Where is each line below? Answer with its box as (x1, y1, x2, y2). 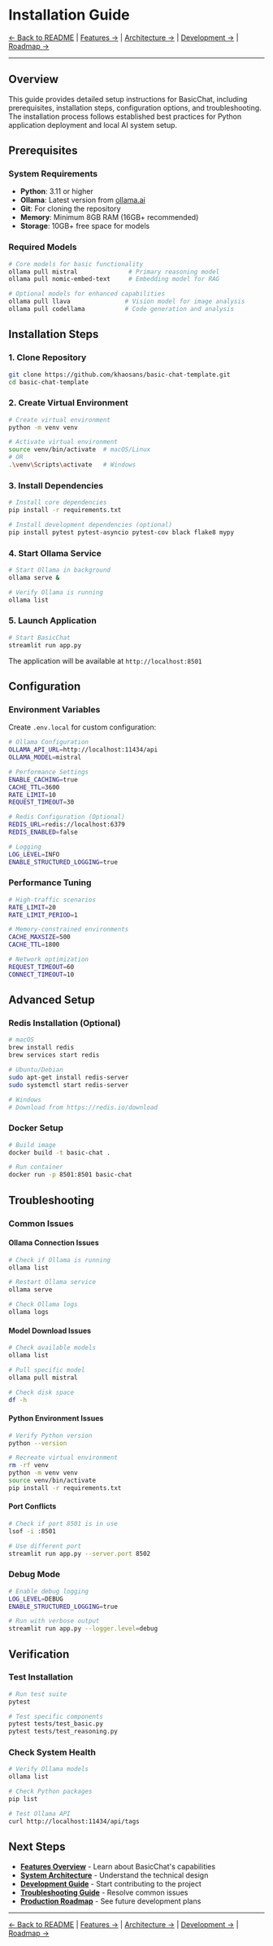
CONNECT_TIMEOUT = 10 (8, 971, 75, 979)
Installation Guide (8, 6, 130, 24)
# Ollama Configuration (8, 739, 89, 747)
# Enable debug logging (8, 1587, 89, 1595)
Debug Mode (8, 1569, 61, 1580)
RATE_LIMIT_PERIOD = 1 (8, 910, 79, 919)
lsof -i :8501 (8, 1527, 57, 1536)
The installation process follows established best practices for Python (8, 112, 242, 121)
